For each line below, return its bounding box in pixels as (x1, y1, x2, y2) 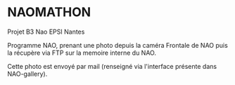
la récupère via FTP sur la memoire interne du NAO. (7, 48, 157, 57)
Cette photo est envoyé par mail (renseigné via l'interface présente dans (7, 62, 217, 70)
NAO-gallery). (7, 70, 48, 78)
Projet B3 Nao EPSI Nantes (7, 27, 85, 36)
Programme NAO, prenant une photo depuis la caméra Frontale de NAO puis (7, 41, 229, 49)
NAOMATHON (7, 4, 91, 20)
